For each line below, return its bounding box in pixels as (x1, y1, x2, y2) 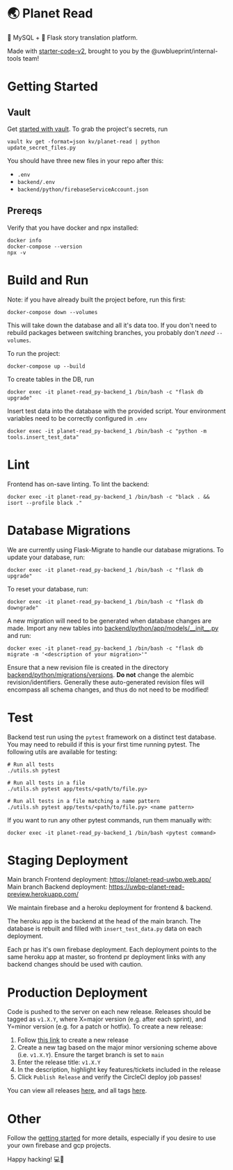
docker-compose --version (7, 243, 82, 250)
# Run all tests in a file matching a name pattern (7, 797, 160, 804)
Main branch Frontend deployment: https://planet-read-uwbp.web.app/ (7, 875, 211, 884)
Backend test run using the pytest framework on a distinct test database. (7, 733, 217, 741)
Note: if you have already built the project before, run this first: (7, 295, 186, 304)
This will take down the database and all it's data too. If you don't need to (7, 321, 217, 329)
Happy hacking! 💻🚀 (7, 1155, 65, 1164)
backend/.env (17, 178, 56, 185)
